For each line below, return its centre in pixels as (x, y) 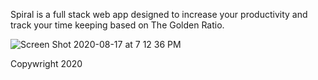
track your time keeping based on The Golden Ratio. (117, 25)
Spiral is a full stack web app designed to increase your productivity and (159, 14)
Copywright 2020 (46, 63)
